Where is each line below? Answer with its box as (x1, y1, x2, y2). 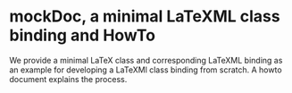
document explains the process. (9, 73, 128, 84)
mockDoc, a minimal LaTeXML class (9, 6, 280, 27)
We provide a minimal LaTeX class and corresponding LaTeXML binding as (9, 55, 283, 65)
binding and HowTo (9, 25, 156, 46)
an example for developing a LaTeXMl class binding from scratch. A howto (9, 64, 283, 75)
